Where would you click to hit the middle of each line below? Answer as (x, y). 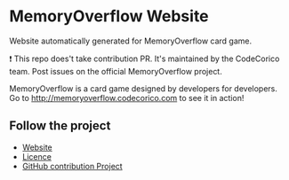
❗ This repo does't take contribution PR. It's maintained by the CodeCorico (144, 59)
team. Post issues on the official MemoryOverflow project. (116, 71)
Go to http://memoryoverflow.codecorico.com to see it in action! (127, 98)
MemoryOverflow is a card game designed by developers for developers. (144, 88)
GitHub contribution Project (72, 166)
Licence (36, 156)
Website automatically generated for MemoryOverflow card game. (131, 41)
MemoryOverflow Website (109, 16)
